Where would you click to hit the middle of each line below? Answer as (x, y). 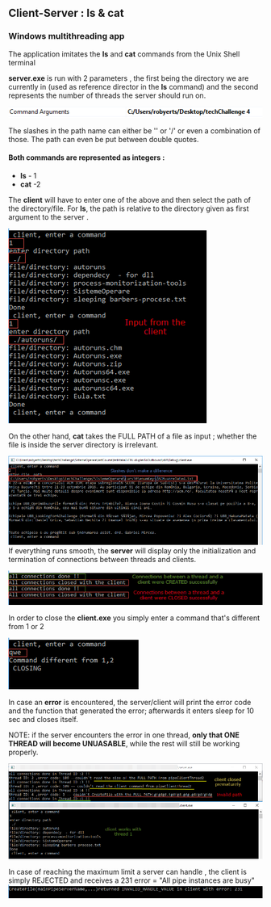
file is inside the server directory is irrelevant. (83, 444)
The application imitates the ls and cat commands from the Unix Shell (124, 54)
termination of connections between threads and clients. (102, 560)
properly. (23, 752)
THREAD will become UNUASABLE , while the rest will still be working (124, 744)
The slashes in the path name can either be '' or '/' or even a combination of (134, 130)
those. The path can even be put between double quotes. (104, 139)
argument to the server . (48, 216)
